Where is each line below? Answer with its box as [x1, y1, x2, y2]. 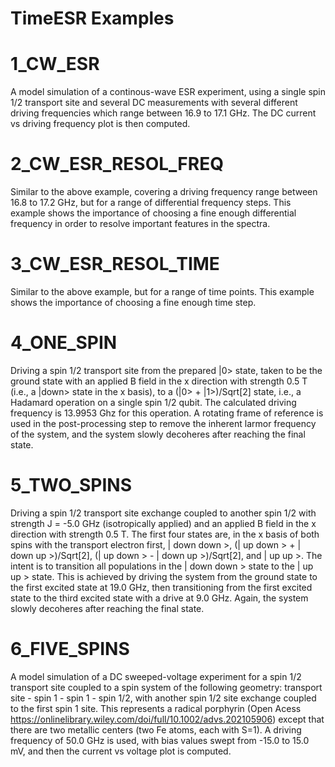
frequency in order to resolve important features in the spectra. [10, 218, 271, 230]
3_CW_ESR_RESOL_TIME [10, 253, 220, 276]
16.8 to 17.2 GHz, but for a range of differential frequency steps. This [10, 197, 292, 209]
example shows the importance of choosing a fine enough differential [10, 207, 297, 219]
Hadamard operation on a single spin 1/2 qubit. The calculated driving [10, 396, 297, 408]
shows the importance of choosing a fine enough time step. [10, 297, 257, 308]
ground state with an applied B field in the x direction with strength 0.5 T [10, 375, 308, 387]
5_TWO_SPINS [10, 474, 133, 497]
